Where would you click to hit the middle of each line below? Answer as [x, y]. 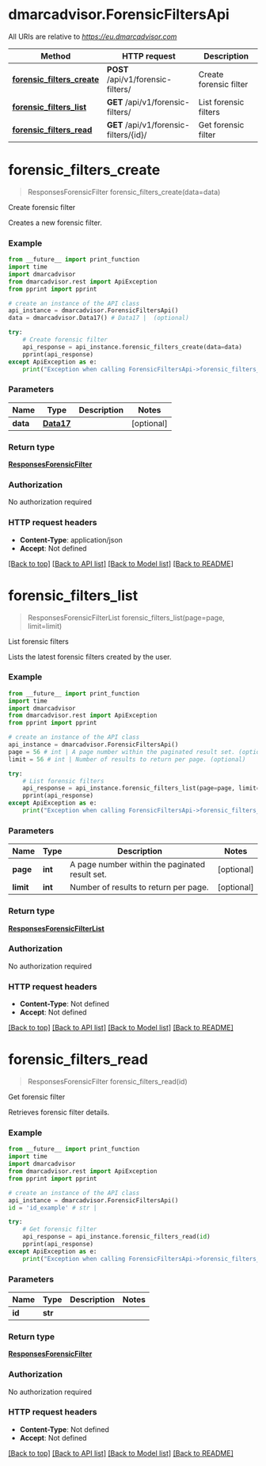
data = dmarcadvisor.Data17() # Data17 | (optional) [99, 318]
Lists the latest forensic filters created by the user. [90, 657]
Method [56, 55]
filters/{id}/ [127, 135]
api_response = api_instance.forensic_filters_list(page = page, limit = [141, 788]
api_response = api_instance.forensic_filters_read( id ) [117, 1237]
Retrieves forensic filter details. [59, 1112]
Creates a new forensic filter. [55, 223]
